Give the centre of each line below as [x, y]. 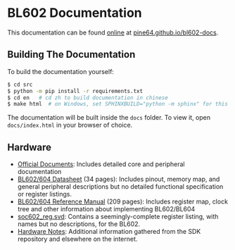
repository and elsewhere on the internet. [77, 239]
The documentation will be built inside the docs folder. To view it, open [109, 118]
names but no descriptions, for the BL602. [79, 224]
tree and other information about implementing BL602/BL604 [106, 209]
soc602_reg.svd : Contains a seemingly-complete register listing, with [118, 217]
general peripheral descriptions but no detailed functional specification [120, 187]
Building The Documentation [71, 55]
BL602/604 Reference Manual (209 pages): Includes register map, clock [123, 201]
